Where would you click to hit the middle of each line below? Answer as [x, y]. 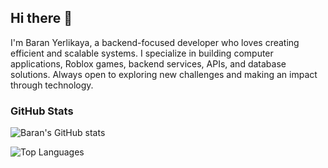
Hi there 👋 [41, 18]
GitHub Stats [42, 111]
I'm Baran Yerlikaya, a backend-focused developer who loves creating [155, 42]
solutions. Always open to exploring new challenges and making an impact [164, 74]
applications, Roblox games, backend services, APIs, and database [148, 63]
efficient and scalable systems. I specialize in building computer [142, 53]
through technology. [52, 85]
